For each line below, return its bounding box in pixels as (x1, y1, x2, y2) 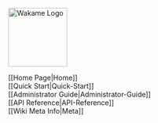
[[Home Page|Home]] (8, 73, 78, 82)
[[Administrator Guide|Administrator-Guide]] (8, 90, 151, 99)
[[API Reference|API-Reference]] (8, 98, 115, 107)
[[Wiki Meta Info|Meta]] (8, 107, 84, 115)
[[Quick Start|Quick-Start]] (8, 81, 94, 90)
